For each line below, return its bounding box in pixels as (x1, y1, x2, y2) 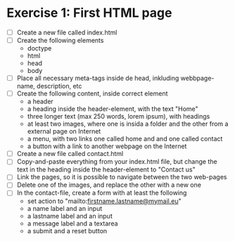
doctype (27, 44, 52, 53)
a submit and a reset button (27, 226, 108, 235)
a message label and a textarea (27, 219, 118, 228)
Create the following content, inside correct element (16, 89, 168, 98)
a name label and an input (27, 204, 103, 212)
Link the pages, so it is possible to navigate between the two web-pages (16, 173, 227, 181)
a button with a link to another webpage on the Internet (27, 142, 187, 150)
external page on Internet (27, 127, 101, 136)
